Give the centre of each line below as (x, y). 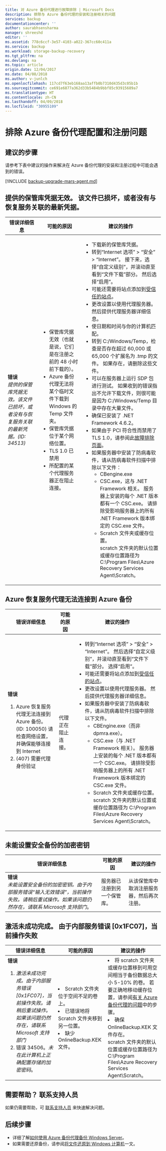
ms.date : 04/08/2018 (26, 74)
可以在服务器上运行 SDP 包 (123, 378)
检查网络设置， (33, 736)
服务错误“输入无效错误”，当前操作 (52, 892)
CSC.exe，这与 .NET (124, 481)
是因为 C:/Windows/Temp (121, 400)
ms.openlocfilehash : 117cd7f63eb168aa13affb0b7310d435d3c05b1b (72, 83)
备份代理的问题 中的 (130, 1005)
